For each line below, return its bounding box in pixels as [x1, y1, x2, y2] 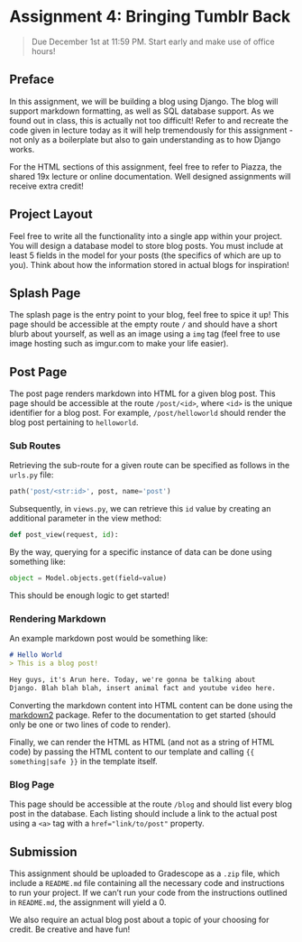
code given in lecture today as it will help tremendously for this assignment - [9, 125, 293, 135]
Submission [9, 844, 78, 859]
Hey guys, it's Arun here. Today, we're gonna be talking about [9, 675, 256, 685]
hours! [31, 45, 56, 56]
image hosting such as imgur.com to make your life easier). [9, 338, 229, 349]
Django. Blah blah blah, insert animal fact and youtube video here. [9, 684, 277, 693]
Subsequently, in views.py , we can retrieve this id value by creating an [9, 503, 271, 514]
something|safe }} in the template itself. [9, 755, 158, 766]
